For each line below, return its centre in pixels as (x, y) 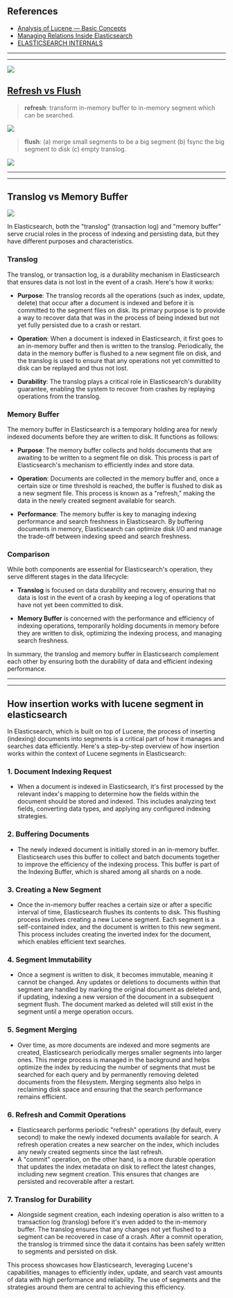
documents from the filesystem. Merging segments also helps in (109, 1082)
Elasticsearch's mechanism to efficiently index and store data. (106, 465)
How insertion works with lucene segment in (105, 704)
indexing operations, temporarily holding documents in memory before (118, 626)
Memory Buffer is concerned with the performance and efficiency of (116, 619)
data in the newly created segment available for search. (97, 501)
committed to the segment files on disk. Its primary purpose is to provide (121, 310)
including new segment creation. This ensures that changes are (108, 1174)
